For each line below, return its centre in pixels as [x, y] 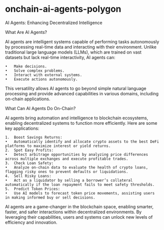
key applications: [22, 128]
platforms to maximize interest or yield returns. [58, 146]
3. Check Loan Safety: [29, 163]
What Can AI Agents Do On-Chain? [41, 108]
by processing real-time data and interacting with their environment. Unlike [81, 47]
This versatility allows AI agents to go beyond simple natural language [76, 88]
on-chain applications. [28, 99]
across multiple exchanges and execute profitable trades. [67, 159]
